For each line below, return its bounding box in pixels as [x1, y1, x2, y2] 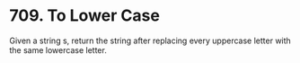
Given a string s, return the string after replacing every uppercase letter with [9, 35, 292, 46]
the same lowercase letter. [9, 44, 108, 55]
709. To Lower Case [9, 5, 160, 26]
